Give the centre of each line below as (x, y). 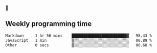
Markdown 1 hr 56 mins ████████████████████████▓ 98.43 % (79, 36)
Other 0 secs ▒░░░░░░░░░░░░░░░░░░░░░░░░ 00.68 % (79, 45)
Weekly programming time (49, 24)
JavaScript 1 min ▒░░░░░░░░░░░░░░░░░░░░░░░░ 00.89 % (79, 40)
